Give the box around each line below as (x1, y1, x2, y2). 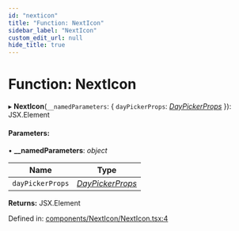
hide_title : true (8, 41, 66, 49)
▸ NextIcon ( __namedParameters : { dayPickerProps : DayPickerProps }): (8, 102, 232, 111)
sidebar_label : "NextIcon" (8, 26, 97, 34)
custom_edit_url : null (8, 33, 83, 42)
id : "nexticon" (8, 11, 59, 20)
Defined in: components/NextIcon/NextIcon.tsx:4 (8, 214, 169, 223)
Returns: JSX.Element (8, 198, 81, 208)
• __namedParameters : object (8, 146, 108, 156)
